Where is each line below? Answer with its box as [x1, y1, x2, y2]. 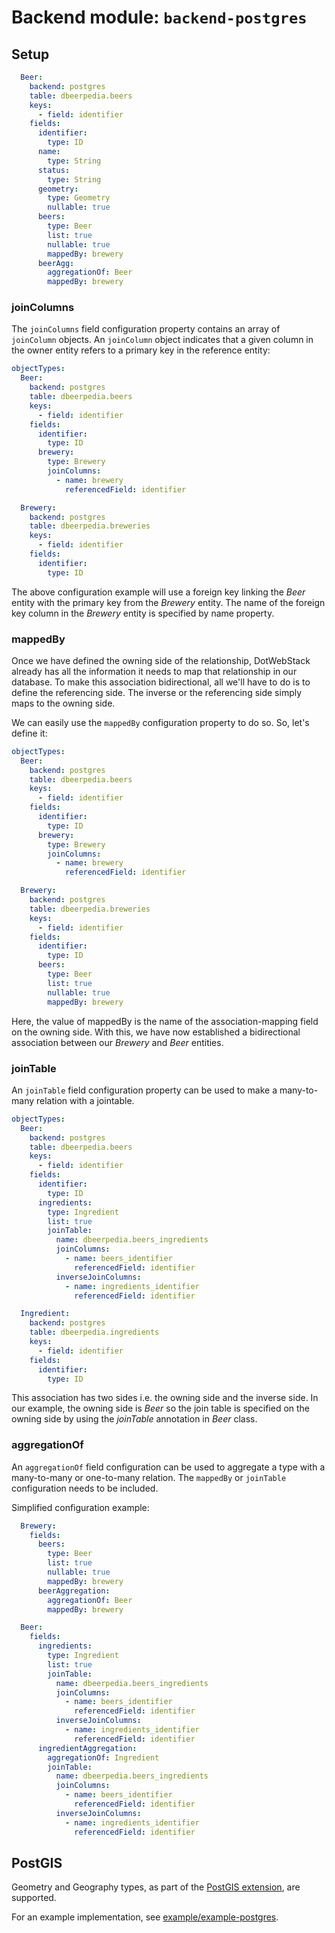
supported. [11, 1892, 57, 1904]
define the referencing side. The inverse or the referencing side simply [11, 686, 303, 698]
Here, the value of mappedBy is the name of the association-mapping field [11, 1015, 319, 1027]
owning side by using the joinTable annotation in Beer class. [11, 1413, 258, 1425]
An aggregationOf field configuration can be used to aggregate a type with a [11, 1461, 326, 1473]
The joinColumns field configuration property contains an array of [11, 323, 281, 335]
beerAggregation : [37, 1586, 111, 1596]
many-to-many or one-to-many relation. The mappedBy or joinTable [11, 1471, 287, 1483]
